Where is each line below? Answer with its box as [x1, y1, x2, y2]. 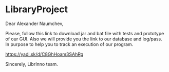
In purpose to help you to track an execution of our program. [5, 41, 134, 47]
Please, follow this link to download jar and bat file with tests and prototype [5, 30, 164, 36]
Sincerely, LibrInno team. [5, 61, 58, 67]
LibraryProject [5, 4, 68, 15]
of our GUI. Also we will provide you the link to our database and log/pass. [5, 36, 163, 42]
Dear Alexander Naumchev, [5, 20, 64, 27]
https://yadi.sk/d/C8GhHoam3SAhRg [5, 51, 84, 57]
